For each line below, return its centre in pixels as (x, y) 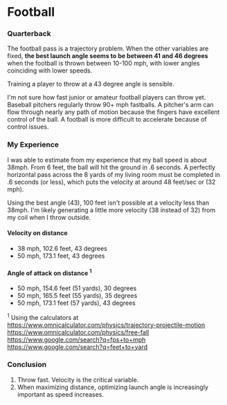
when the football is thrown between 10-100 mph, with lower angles (103, 64)
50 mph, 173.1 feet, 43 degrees (61, 256)
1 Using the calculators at (43, 317)
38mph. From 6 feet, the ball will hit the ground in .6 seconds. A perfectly (111, 167)
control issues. (28, 127)
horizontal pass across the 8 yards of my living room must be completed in (113, 174)
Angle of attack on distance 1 (49, 272)
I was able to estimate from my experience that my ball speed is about (107, 160)
